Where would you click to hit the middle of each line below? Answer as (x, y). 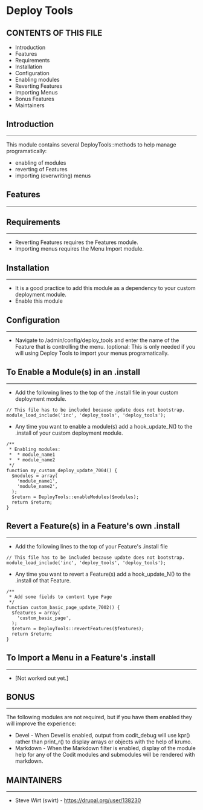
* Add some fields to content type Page (60, 597)
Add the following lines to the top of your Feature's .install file (91, 546)
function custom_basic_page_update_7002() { (63, 607)
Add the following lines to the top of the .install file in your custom (97, 392)
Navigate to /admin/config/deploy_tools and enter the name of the (97, 340)
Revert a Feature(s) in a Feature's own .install (93, 526)
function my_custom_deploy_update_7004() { (62, 470)
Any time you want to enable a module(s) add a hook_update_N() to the (104, 426)
